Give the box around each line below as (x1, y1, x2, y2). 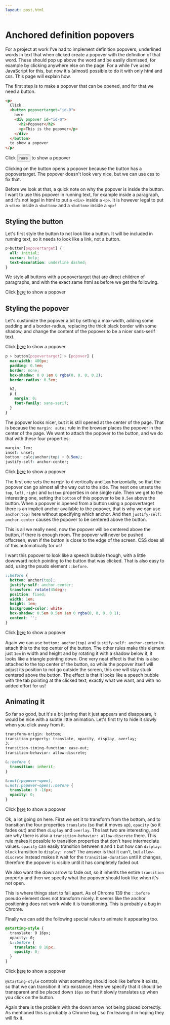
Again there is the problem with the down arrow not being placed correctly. (5, 1004, 162, 1010)
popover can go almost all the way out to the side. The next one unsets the (5, 484, 161, 490)
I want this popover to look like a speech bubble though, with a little (5, 552, 146, 558)
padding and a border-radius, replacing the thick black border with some (5, 323, 157, 329)
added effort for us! (5, 682, 46, 688)
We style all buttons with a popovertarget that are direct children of (5, 274, 145, 280)
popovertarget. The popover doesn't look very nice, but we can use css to (5, 171, 160, 177)
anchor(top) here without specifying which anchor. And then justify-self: (5, 511, 162, 517)
